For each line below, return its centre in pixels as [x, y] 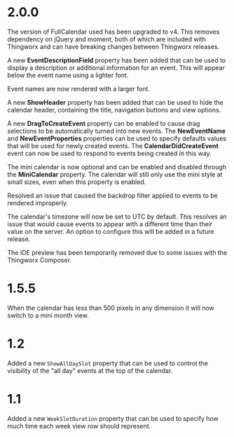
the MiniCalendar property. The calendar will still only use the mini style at [115, 174]
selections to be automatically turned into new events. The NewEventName [117, 131]
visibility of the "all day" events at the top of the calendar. [90, 370]
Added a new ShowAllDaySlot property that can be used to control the [108, 363]
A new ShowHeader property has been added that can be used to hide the [115, 102]
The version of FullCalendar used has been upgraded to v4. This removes [113, 32]
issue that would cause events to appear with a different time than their [110, 224]
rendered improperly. [38, 203]
